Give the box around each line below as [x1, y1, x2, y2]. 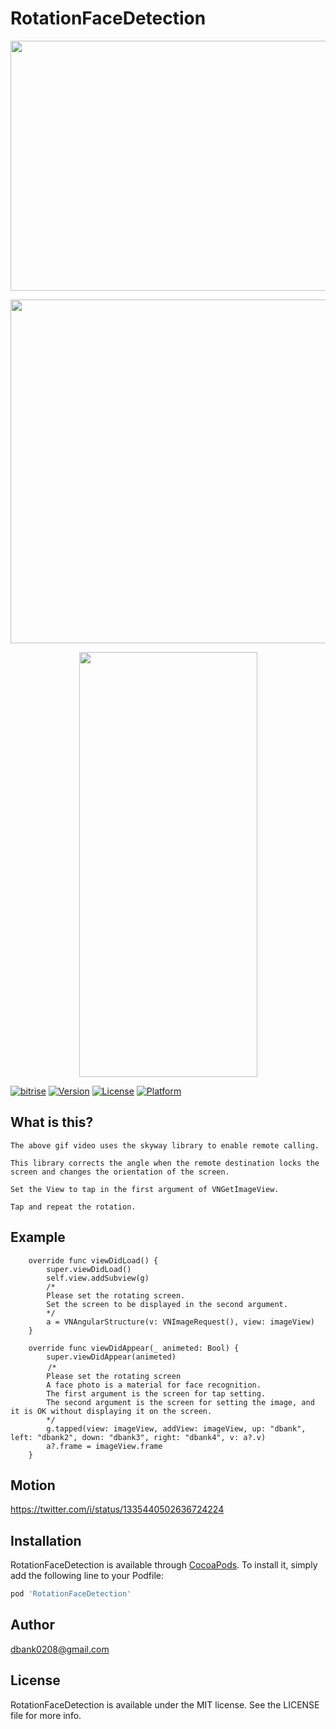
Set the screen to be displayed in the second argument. [46, 1299, 288, 1309]
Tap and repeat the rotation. [10, 1202, 137, 1212]
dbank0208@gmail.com [10, 1643, 110, 1655]
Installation [10, 1532, 82, 1549]
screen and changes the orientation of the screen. [10, 1167, 230, 1177]
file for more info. [10, 1709, 82, 1721]
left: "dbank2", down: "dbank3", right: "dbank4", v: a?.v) [10, 1432, 267, 1442]
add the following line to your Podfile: [10, 1570, 165, 1582]
